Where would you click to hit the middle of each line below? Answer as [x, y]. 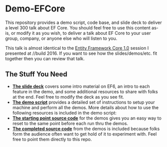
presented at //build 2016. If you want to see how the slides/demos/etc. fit [81, 53]
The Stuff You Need [36, 74]
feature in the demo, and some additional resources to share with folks [85, 91]
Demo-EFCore [35, 9]
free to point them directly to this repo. [52, 139]
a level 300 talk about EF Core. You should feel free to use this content [78, 27]
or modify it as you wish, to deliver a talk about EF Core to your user [81, 33]
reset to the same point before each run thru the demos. [70, 123]
